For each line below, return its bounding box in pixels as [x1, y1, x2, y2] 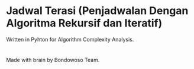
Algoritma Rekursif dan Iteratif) [6, 16, 163, 30]
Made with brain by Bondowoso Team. [6, 57, 100, 64]
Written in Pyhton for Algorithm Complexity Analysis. [6, 36, 134, 43]
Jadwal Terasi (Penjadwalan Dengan [6, 4, 189, 18]
